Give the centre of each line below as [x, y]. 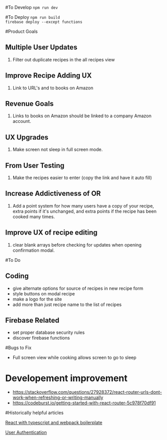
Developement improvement [67, 378]
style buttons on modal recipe [44, 293]
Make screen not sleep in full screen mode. [57, 150]
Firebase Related [32, 320]
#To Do [13, 260]
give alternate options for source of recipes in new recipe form [78, 288]
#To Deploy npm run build [33, 17]
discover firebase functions [41, 338]
